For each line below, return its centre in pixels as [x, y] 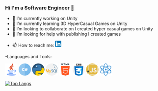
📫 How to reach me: [33, 45]
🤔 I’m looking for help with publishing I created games [66, 34]
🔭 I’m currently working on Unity [45, 19]
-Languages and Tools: [28, 57]
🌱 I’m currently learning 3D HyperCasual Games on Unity [70, 23]
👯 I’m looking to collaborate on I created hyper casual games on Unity [82, 29]
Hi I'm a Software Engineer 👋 [40, 8]
